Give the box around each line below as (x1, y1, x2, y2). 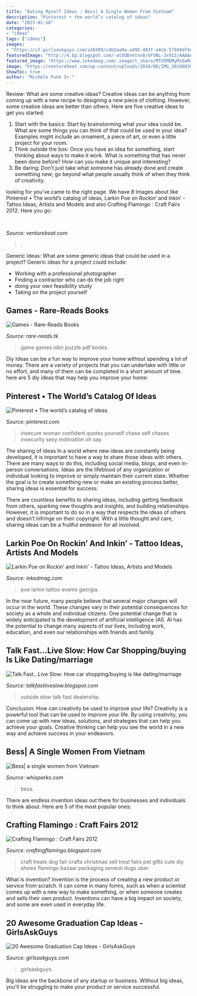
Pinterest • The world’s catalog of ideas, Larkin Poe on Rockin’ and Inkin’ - (6, 195, 186, 202)
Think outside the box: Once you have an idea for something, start (14, 145, 175, 153)
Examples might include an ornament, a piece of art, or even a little (14, 133, 176, 140)
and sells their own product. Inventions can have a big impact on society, (6, 895, 182, 902)
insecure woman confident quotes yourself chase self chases (20, 430, 169, 437)
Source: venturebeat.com (6, 229, 68, 236)
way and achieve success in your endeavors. (6, 729, 115, 736)
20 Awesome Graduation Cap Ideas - (6, 918, 144, 928)
